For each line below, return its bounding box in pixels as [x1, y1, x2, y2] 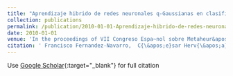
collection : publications [7, 17, 82, 23]
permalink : [7, 23, 39, 30]
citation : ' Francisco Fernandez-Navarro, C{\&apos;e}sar [7, 42, 182, 49]
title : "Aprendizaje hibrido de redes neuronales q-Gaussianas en [7, 10, 203, 17]
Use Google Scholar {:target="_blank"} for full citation [7, 61, 159, 69]
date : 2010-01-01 [7, 29, 58, 37]
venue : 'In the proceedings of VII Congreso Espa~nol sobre [7, 36, 185, 43]
